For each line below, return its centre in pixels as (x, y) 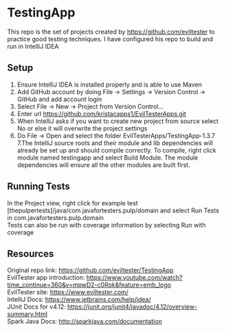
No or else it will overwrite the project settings (82, 128)
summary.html (27, 314)
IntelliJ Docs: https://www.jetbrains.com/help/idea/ (79, 300)
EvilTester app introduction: (46, 278)
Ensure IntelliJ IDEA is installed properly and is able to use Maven (110, 85)
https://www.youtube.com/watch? (135, 278)
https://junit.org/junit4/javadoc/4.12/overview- (133, 307)
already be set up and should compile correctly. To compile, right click (116, 150)
